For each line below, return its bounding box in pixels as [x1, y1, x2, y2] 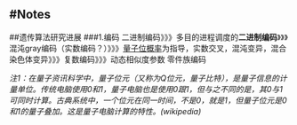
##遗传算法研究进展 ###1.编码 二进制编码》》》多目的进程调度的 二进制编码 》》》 [9, 31, 289, 43]
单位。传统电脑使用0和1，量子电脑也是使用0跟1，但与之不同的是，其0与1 [16, 83, 283, 94]
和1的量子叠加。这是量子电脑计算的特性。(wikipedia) [9, 105, 202, 116]
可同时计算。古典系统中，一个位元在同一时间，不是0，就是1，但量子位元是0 [9, 95, 287, 105]
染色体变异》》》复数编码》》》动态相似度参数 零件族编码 [9, 53, 206, 65]
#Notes [9, 7, 52, 22]
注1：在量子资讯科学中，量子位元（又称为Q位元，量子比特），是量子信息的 [9, 73, 280, 83]
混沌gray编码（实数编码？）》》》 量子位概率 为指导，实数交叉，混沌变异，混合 [9, 43, 287, 53]
